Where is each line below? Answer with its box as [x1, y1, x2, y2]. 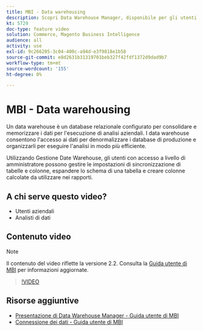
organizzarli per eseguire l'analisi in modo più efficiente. [6, 143, 147, 150]
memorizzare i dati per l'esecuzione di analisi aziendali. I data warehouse [6, 129, 190, 137]
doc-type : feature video [6, 26, 69, 32]
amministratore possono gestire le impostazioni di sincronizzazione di [6, 161, 181, 168]
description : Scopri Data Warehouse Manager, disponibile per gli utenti [6, 15, 198, 21]
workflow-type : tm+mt [6, 60, 61, 66]
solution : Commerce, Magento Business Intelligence [6, 32, 140, 38]
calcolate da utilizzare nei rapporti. [6, 174, 93, 181]
